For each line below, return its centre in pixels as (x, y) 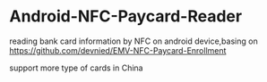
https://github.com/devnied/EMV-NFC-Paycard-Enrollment (118, 50)
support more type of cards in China (76, 68)
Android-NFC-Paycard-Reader (126, 16)
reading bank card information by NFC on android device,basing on (133, 41)
